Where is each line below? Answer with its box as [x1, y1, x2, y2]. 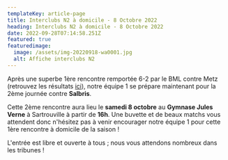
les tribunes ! [7, 145, 45, 154]
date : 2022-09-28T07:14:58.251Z [7, 29, 101, 37]
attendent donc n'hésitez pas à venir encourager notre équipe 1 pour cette [7, 118, 221, 126]
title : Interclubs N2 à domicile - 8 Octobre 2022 [7, 17, 158, 24]
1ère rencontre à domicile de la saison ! [7, 125, 120, 133]
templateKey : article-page [7, 10, 86, 17]
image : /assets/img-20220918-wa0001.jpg [13, 49, 132, 56]
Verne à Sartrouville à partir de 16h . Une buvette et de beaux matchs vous [7, 110, 221, 118]
